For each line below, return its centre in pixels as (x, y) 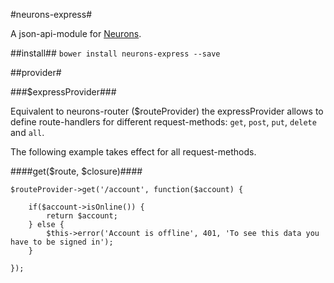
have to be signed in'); (62, 242)
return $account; (82, 216)
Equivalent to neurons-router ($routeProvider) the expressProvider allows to (167, 111)
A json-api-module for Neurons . (76, 33)
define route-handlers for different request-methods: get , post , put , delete (163, 122)
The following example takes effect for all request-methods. (133, 152)
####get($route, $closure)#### (76, 171)
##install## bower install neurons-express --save (115, 53)
